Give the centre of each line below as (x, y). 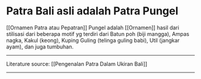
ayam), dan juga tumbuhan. (40, 47)
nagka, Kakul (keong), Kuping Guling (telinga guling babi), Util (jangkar (93, 40)
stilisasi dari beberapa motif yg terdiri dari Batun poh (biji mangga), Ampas (98, 34)
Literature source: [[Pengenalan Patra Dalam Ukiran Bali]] (77, 63)
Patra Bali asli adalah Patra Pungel (92, 11)
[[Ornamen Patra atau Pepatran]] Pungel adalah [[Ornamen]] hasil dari (93, 28)
